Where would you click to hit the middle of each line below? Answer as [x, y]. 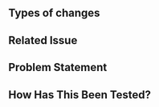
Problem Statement [58, 67]
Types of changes [54, 13]
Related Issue [43, 40]
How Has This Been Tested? [79, 95]
